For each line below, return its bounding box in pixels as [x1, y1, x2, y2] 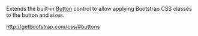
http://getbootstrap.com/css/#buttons [6, 23, 100, 30]
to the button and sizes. [6, 11, 65, 19]
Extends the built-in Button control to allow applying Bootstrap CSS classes [6, 5, 192, 12]
